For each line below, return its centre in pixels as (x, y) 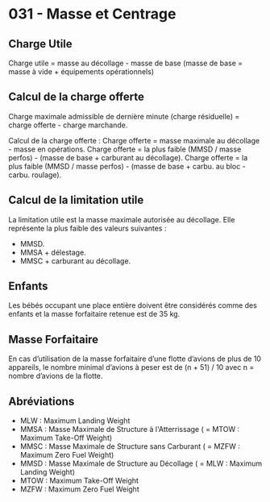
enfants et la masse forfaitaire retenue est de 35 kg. (94, 314)
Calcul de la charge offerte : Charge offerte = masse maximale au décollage (134, 140)
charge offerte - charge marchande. (68, 125)
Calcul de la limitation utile (76, 200)
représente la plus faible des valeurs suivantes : (87, 228)
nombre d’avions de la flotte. (56, 376)
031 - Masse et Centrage (92, 14)
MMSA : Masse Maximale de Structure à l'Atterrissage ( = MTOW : (130, 429)
